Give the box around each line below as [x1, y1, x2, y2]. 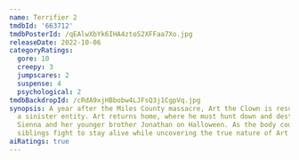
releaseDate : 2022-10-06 [9, 37, 101, 47]
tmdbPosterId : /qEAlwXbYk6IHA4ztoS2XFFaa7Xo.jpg [9, 29, 193, 38]
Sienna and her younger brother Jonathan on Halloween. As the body [17, 121, 277, 130]
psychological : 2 [17, 87, 82, 96]
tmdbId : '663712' [9, 21, 74, 30]
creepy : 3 [17, 63, 53, 72]
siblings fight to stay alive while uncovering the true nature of [17, 129, 273, 138]
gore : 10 [17, 54, 50, 63]
